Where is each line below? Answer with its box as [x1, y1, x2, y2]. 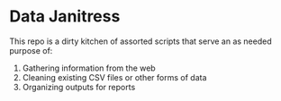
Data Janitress [9, 6, 121, 27]
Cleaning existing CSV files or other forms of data [22, 72, 207, 82]
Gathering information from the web [22, 63, 156, 73]
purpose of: [9, 45, 53, 55]
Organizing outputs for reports [22, 81, 136, 92]
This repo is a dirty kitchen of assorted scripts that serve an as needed [9, 36, 272, 46]
